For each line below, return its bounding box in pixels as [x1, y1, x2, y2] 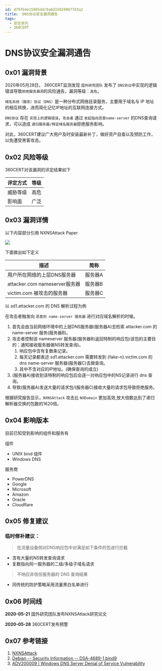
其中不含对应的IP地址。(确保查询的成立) [19, 366, 99, 372]
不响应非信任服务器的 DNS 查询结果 [16, 571, 88, 577]
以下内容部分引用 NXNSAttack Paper [5, 230, 78, 235]
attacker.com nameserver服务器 [7, 280, 81, 287]
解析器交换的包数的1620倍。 [5, 401, 61, 406]
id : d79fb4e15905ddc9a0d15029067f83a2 [5, 7, 83, 12]
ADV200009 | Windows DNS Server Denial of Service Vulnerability [12, 660, 145, 666]
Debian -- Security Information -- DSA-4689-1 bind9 [12, 655, 117, 661]
